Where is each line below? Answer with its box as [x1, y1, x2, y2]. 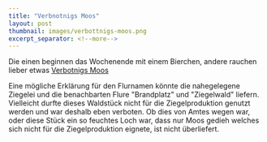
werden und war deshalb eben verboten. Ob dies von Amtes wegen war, [8, 107, 251, 117]
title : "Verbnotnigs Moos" [8, 11, 100, 20]
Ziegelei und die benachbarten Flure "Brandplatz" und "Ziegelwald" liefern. [8, 90, 260, 100]
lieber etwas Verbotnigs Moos [8, 66, 110, 75]
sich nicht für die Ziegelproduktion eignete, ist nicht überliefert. [8, 124, 220, 134]
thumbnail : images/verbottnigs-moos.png [8, 27, 148, 35]
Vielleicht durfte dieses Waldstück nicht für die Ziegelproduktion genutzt [8, 98, 251, 108]
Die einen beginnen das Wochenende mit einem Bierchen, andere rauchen [8, 57, 257, 67]
